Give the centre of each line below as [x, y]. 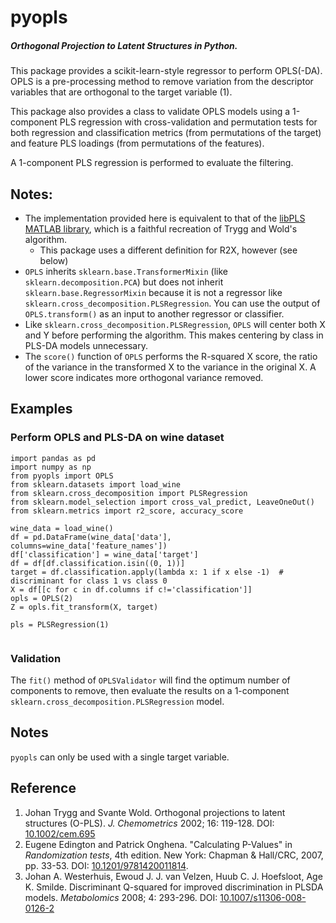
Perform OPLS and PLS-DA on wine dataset [117, 438]
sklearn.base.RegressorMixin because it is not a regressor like [153, 292]
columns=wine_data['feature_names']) [89, 546]
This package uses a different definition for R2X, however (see [168, 250]
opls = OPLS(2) [42, 598]
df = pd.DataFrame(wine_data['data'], [91, 537]
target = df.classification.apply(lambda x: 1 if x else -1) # [147, 572]
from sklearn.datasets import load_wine [96, 484]
